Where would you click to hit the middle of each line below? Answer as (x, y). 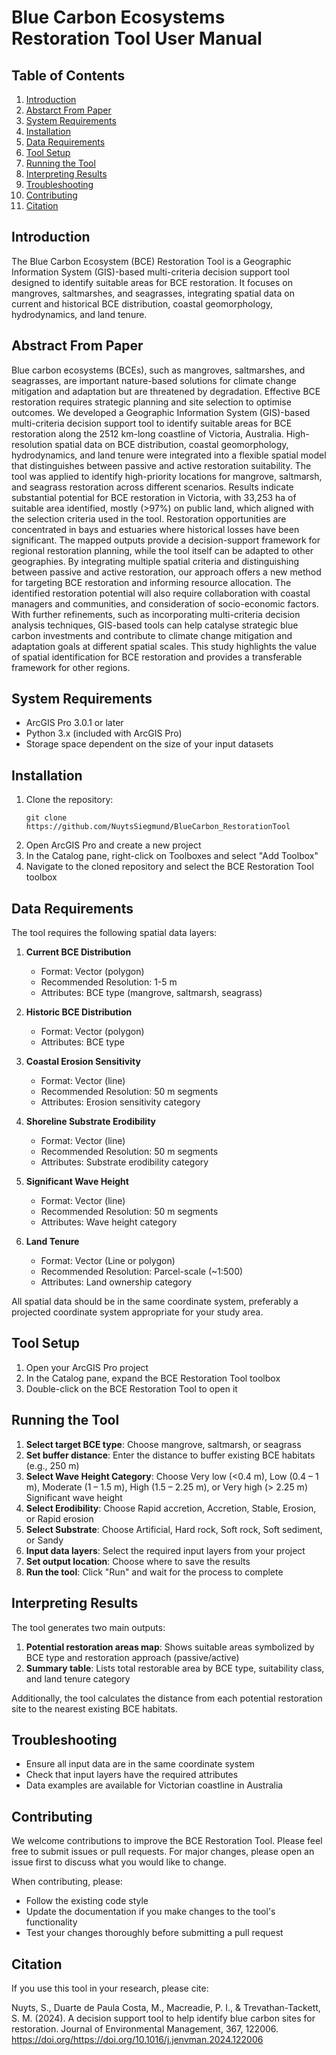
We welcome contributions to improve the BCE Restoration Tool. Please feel (167, 1841)
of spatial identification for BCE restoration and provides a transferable (157, 657)
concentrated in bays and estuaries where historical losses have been (155, 529)
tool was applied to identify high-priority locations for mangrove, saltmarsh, (167, 476)
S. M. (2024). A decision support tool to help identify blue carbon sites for (163, 2018)
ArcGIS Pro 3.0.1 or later (74, 723)
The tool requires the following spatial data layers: (114, 933)
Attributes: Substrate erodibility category (124, 1162)
